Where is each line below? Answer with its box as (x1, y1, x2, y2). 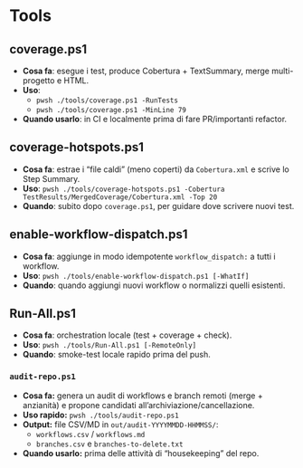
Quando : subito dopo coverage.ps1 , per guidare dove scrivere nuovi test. (22, 200, 295, 211)
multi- (270, 65, 294, 76)
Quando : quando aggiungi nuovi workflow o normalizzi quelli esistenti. (22, 280, 286, 291)
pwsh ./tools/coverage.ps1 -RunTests (35, 96, 179, 105)
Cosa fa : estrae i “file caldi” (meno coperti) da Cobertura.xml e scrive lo (22, 164, 289, 175)
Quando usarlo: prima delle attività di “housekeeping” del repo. (22, 447, 260, 458)
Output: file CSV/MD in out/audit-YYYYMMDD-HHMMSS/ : (22, 418, 219, 430)
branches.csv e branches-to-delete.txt (35, 438, 184, 449)
